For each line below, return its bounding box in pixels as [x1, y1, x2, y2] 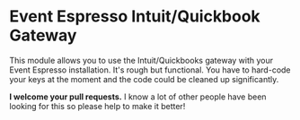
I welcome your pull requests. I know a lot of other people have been [9, 91, 267, 102]
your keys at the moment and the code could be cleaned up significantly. [9, 73, 279, 84]
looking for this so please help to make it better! [9, 100, 186, 111]
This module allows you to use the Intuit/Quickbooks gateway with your [9, 55, 274, 65]
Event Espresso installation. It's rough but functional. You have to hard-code [9, 64, 291, 75]
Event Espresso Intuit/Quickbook [9, 6, 260, 27]
